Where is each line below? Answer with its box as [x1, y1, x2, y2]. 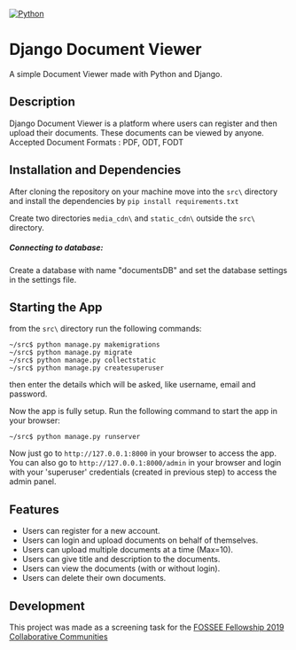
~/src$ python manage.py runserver [9, 433, 141, 442]
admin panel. [9, 476, 57, 487]
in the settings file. [9, 274, 77, 285]
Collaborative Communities [9, 630, 108, 642]
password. [9, 388, 48, 399]
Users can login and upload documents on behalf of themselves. [21, 535, 259, 545]
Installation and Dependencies [9, 162, 182, 177]
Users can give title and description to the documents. [21, 554, 221, 565]
